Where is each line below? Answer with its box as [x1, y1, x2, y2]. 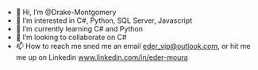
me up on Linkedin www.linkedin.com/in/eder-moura [15, 53, 188, 62]
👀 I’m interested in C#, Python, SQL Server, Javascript [15, 16, 193, 25]
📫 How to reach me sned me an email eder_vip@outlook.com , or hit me [15, 42, 251, 50]
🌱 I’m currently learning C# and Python [15, 24, 144, 33]
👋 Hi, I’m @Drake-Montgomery [15, 8, 117, 17]
